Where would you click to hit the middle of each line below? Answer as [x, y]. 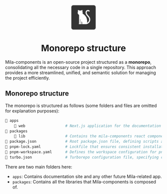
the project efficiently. [28, 78]
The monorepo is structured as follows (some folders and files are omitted [81, 105]
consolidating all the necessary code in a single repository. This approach [81, 67]
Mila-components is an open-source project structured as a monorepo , [78, 62]
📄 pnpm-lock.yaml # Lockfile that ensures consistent [73, 147]
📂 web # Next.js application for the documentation [88, 126]
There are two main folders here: [39, 167]
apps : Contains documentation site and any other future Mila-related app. [87, 176]
